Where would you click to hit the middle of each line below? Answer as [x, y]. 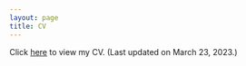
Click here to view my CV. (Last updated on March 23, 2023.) [123, 52]
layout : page [34, 18]
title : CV [28, 26]
